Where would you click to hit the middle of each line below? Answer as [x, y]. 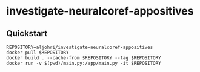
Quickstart [27, 34]
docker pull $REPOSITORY [38, 53]
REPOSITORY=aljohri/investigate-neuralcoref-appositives [80, 47]
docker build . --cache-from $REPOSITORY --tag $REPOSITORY [84, 58]
